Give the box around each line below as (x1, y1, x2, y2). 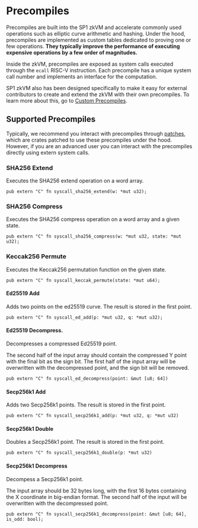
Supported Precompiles (6, 114, 96, 124)
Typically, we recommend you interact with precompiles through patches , (6, 130, 186, 137)
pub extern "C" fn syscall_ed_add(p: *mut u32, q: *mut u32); (6, 314, 163, 321)
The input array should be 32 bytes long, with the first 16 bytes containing (6, 487, 187, 494)
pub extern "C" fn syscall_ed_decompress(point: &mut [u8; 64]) (6, 376, 168, 382)
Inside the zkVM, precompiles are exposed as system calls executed (6, 60, 174, 68)
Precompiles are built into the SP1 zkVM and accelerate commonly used (6, 24, 182, 31)
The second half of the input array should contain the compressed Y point (6, 351, 187, 359)
